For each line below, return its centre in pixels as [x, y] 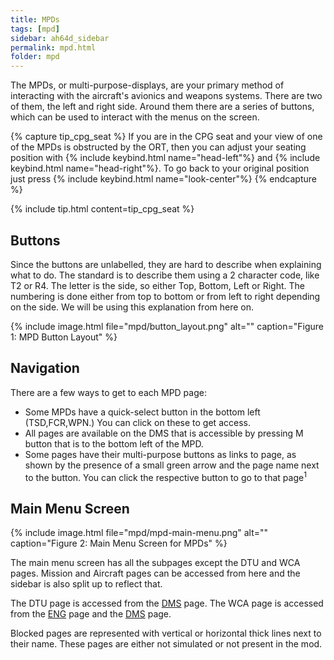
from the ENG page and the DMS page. [91, 614]
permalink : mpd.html [53, 47]
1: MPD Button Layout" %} [64, 337]
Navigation [45, 368]
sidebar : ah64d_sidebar [60, 38]
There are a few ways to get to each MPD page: [108, 392]
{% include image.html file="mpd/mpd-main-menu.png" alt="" [139, 533]
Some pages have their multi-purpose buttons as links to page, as [160, 454]
